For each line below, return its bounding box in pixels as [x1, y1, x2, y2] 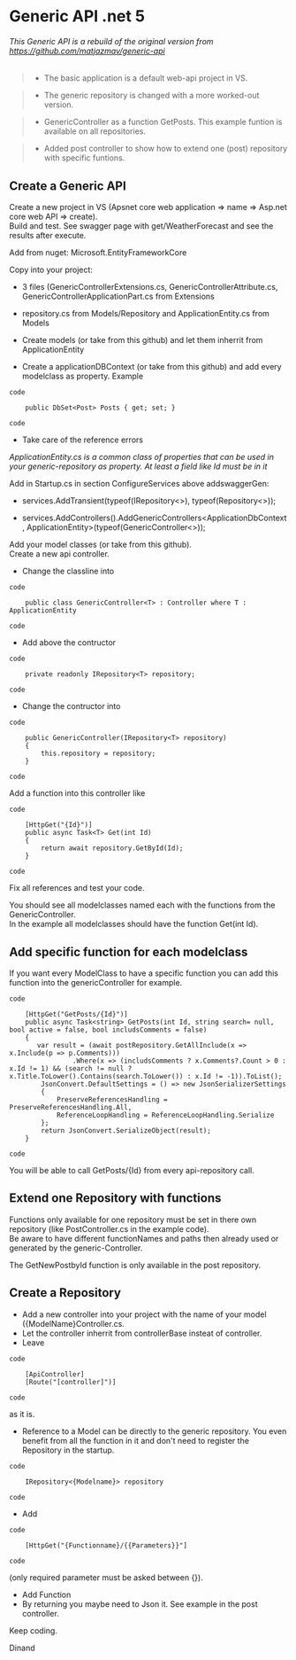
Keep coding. [9, 1625, 57, 1636]
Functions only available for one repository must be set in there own [9, 1214, 257, 1225]
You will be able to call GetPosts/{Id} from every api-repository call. [9, 1165, 254, 1176]
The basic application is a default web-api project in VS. [43, 73, 248, 83]
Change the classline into [21, 565, 115, 577]
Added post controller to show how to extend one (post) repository [43, 144, 288, 154]
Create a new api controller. [9, 549, 110, 559]
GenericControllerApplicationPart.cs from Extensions [21, 291, 215, 302]
